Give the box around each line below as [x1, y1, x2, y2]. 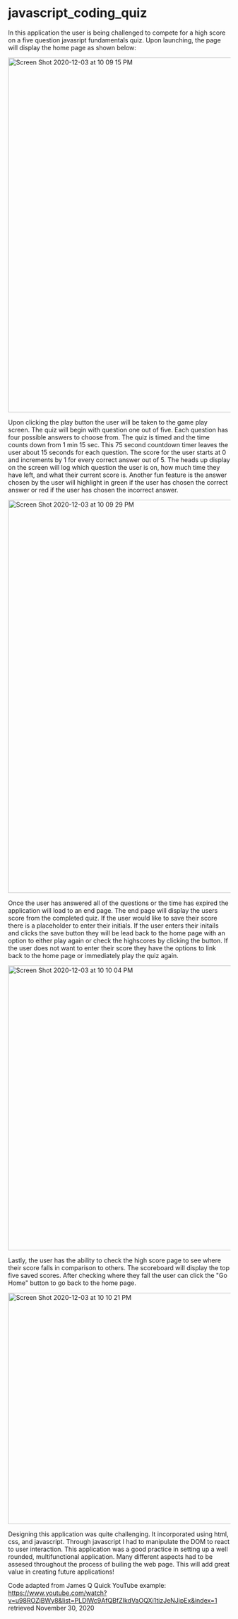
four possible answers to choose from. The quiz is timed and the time [8, 433, 210, 442]
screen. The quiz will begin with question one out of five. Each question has [8, 425, 229, 434]
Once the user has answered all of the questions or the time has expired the [8, 899, 229, 907]
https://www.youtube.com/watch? [8, 1589, 107, 1597]
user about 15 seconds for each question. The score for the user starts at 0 [8, 448, 227, 456]
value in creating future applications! [8, 1567, 115, 1576]
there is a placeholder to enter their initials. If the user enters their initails [8, 921, 219, 930]
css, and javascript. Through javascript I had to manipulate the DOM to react [8, 1537, 230, 1545]
